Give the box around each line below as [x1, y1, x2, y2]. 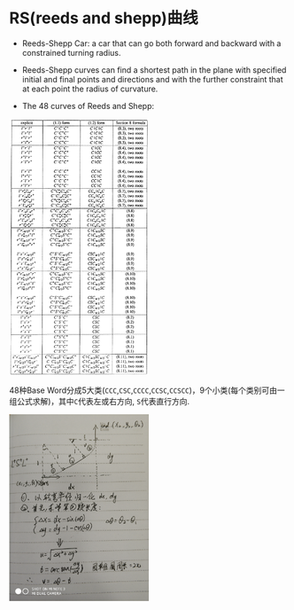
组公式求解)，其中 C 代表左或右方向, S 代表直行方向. [9, 395, 190, 406]
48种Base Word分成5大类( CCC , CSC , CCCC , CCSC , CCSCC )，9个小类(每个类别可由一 [9, 385, 285, 395]
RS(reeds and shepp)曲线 [9, 8, 199, 28]
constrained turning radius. [21, 47, 121, 58]
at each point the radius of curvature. [21, 83, 159, 94]
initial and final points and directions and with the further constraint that [21, 74, 283, 84]
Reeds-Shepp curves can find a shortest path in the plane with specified [21, 64, 287, 75]
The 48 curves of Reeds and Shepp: [21, 100, 155, 111]
